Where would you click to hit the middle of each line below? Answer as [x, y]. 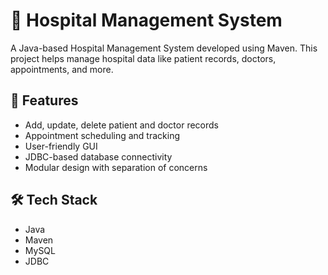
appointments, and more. [62, 69]
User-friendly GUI [61, 146]
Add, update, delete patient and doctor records [121, 125]
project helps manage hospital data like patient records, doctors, [143, 58]
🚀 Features [44, 100]
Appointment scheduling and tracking [102, 135]
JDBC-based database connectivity [98, 156]
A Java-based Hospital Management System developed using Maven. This [164, 48]
